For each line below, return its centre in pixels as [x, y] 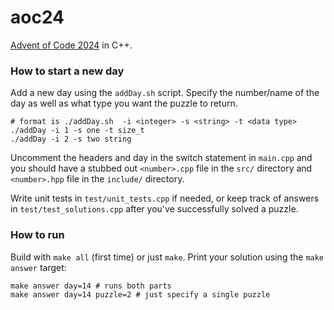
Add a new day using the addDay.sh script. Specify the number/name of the [165, 93]
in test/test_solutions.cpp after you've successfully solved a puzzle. [154, 209]
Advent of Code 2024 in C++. [71, 45]
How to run [37, 235]
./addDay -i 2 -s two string [71, 139]
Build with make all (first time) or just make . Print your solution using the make [167, 257]
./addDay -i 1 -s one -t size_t [77, 131]
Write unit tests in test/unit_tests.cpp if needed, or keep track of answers [165, 198]
